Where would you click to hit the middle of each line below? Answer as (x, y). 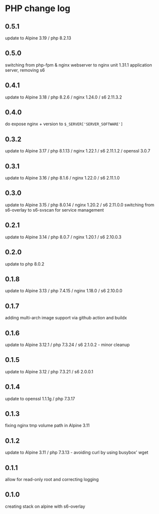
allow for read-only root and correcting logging (52, 479)
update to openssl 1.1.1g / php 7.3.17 (40, 398)
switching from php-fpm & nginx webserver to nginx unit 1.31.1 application (79, 65)
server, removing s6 (25, 70)
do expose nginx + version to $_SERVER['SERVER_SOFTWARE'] (64, 124)
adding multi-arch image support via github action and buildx (66, 318)
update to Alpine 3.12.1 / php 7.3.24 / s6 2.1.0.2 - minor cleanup (67, 345)
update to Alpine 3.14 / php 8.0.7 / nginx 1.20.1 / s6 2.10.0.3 (63, 237)
